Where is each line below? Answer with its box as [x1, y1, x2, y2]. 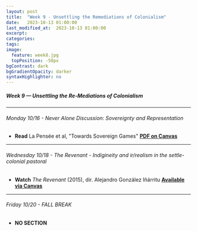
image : [6, 47, 22, 53]
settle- [168, 151, 185, 158]
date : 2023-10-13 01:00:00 [6, 19, 77, 25]
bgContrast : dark [6, 63, 49, 69]
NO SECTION [14, 219, 47, 226]
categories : [6, 36, 35, 42]
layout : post [6, 8, 38, 15]
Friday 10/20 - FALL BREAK [6, 201, 72, 208]
